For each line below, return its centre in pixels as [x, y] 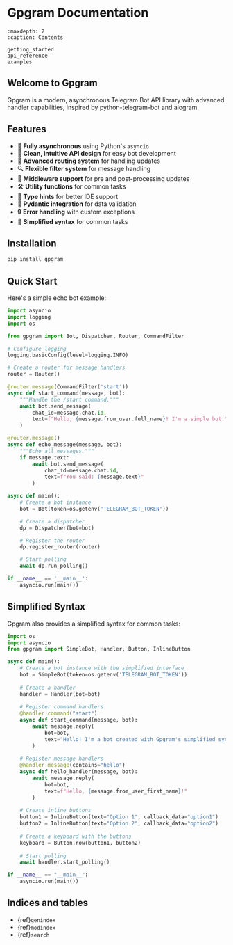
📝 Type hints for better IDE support [68, 196]
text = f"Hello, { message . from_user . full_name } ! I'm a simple [121, 419]
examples [20, 62]
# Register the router [52, 541]
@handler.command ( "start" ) [59, 714]
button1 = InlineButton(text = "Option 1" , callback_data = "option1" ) [119, 817]
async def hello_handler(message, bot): [79, 772]
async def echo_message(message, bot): [65, 445]
